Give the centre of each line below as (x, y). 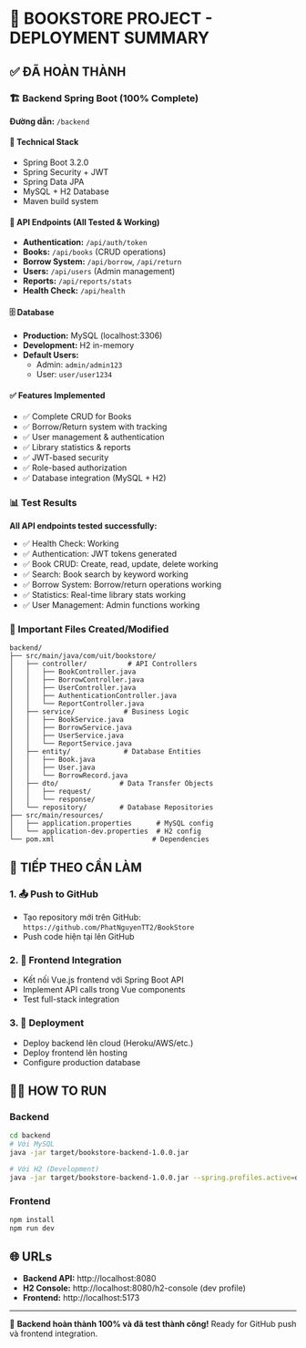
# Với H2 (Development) (55, 1169)
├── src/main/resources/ (56, 816)
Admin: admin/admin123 (79, 365)
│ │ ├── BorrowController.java (77, 680)
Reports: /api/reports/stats (77, 281)
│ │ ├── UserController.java (73, 688)
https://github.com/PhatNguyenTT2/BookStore (108, 927)
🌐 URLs (31, 1257)
